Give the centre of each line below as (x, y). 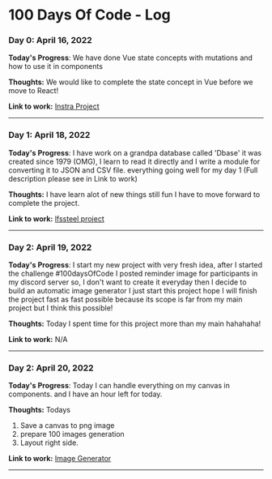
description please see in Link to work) (73, 178)
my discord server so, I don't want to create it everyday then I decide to (127, 282)
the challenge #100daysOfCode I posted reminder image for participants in (133, 274)
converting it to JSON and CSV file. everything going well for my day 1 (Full (133, 170)
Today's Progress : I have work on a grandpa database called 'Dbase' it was (135, 152)
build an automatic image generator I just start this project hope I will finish (133, 291)
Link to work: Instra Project (54, 106)
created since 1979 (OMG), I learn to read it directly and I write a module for (134, 161)
